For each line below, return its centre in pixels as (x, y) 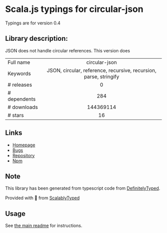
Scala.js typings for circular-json (74, 9)
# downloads (23, 107)
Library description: (37, 39)
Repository (23, 155)
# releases (20, 85)
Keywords (19, 73)
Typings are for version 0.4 (33, 23)
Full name (19, 62)
